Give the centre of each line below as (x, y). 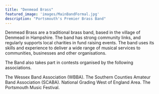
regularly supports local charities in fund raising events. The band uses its (79, 43)
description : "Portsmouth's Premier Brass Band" (56, 19)
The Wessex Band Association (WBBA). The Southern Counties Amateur (78, 77)
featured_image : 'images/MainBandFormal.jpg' (52, 14)
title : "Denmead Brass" (29, 9)
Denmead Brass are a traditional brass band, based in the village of (73, 33)
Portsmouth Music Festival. (33, 88)
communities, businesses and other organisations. (56, 53)
